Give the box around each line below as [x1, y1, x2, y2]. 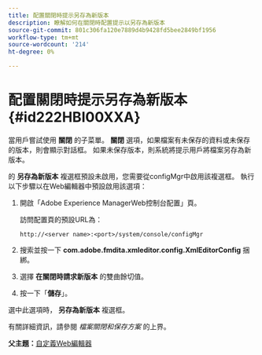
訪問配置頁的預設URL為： [19, 214, 103, 224]
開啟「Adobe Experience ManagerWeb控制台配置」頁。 [19, 198, 201, 207]
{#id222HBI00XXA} [8, 108, 141, 126]
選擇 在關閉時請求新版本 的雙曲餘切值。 [19, 272, 148, 281]
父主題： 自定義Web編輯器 [8, 339, 92, 348]
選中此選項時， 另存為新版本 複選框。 [8, 305, 130, 314]
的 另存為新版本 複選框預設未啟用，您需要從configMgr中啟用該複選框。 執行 [8, 171, 255, 181]
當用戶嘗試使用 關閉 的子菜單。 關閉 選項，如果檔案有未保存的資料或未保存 [8, 135, 250, 145]
